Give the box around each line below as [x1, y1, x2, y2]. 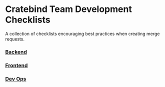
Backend [5, 48, 27, 55]
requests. [5, 36, 25, 42]
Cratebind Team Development [5, 3, 132, 15]
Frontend [5, 61, 28, 68]
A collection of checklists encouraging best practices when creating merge [5, 30, 160, 36]
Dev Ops [5, 75, 26, 82]
